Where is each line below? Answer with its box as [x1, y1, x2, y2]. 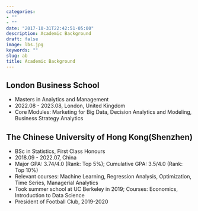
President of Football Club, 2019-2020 [14, 198, 108, 205]
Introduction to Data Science [14, 192, 85, 199]
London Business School [6, 80, 100, 90]
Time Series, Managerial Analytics [14, 179, 99, 187]
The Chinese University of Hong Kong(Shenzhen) [6, 132, 193, 142]
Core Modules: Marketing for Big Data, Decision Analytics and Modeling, [14, 108, 192, 116]
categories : [6, 8, 36, 15]
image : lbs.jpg [6, 42, 44, 48]
